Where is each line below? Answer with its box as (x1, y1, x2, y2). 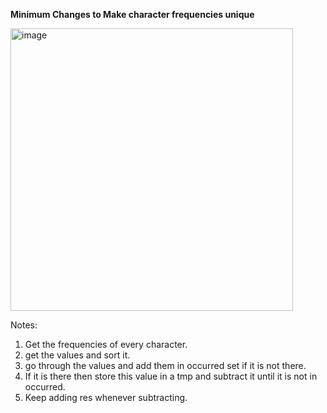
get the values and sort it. (24, 349, 131, 361)
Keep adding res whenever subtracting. (24, 392, 188, 403)
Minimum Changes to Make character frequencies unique (10, 9, 255, 20)
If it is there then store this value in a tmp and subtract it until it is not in (24, 370, 318, 382)
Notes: (10, 319, 38, 331)
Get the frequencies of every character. (24, 339, 188, 350)
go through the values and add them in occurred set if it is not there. (24, 360, 307, 371)
